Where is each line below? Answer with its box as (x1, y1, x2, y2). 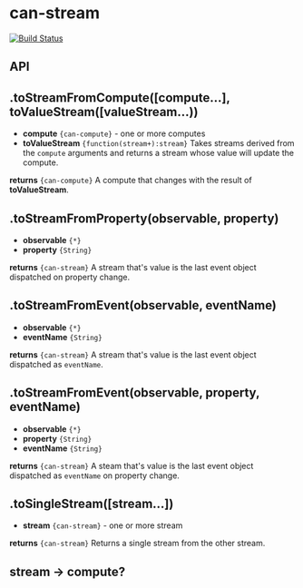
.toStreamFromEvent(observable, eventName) (9, 298, 277, 313)
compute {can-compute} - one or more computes (22, 128, 206, 139)
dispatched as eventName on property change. (9, 470, 180, 481)
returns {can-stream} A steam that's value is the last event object (9, 460, 254, 471)
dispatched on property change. (9, 271, 130, 282)
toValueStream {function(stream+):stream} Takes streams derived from (22, 138, 295, 149)
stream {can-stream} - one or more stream (22, 520, 183, 531)
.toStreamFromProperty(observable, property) (9, 211, 279, 226)
